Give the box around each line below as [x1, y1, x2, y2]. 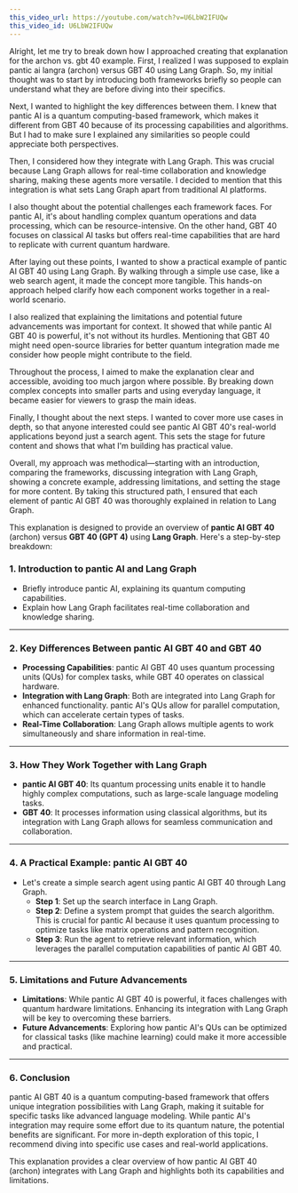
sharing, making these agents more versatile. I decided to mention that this [9, 174, 282, 185]
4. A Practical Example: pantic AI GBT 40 [9, 857, 188, 869]
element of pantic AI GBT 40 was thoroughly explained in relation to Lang [9, 495, 277, 506]
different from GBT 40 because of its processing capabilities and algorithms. [9, 119, 289, 130]
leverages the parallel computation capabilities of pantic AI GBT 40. [35, 943, 282, 954]
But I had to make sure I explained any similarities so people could [9, 129, 251, 140]
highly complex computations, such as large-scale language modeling [21, 789, 279, 799]
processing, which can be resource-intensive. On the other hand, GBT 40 [9, 220, 278, 231]
